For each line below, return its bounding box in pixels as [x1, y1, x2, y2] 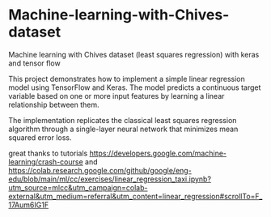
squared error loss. [8, 132, 72, 143]
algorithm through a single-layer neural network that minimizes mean [8, 124, 239, 134]
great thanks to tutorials [8, 148, 88, 158]
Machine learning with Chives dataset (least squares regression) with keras [8, 49, 260, 59]
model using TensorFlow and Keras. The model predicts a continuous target [8, 83, 261, 92]
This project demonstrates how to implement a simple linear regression [8, 74, 245, 83]
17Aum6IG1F [8, 200, 49, 210]
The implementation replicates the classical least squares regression [8, 115, 237, 125]
